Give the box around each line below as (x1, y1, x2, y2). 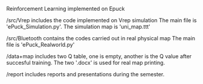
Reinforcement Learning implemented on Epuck (6, 5, 125, 12)
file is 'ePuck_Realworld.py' (6, 41, 75, 48)
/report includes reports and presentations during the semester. (6, 71, 165, 77)
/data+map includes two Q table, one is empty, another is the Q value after (6, 53, 192, 59)
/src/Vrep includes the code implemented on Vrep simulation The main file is (6, 17, 197, 23)
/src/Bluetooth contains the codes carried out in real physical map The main (6, 35, 195, 41)
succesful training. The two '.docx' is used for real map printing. (6, 59, 165, 66)
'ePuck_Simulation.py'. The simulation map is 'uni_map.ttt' (6, 23, 151, 30)
